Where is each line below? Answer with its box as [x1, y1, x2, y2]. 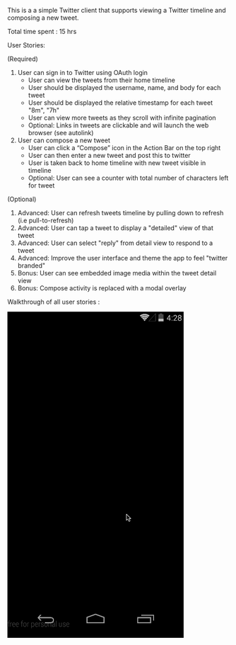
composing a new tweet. [7, 13, 79, 22]
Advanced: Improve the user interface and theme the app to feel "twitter [17, 254, 228, 262]
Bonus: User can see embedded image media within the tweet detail [17, 269, 217, 277]
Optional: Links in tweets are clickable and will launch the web [28, 121, 209, 130]
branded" [17, 261, 46, 270]
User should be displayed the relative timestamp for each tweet [28, 98, 213, 107]
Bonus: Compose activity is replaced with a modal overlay [17, 284, 187, 292]
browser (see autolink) [28, 129, 94, 137]
